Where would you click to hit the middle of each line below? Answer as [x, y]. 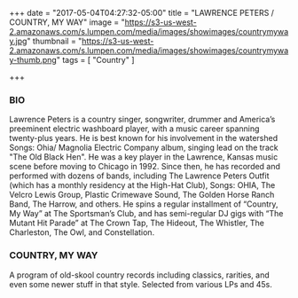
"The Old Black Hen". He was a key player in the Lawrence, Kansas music [144, 157]
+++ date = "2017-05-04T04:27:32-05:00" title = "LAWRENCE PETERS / [142, 13]
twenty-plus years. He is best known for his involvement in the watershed [144, 138]
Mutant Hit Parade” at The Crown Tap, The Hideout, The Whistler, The [137, 223]
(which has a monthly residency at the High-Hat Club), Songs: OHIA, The [142, 185]
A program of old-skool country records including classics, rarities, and [140, 275]
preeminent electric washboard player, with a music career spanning [134, 129]
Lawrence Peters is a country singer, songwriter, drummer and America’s [142, 120]
